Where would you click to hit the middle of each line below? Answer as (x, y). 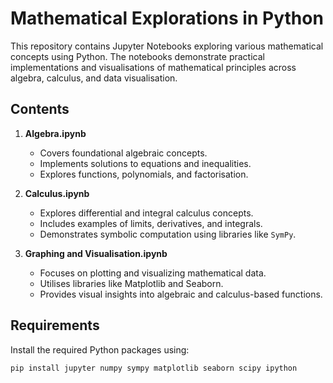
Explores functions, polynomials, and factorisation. (144, 174)
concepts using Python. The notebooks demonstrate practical (137, 56)
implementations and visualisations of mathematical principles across (153, 67)
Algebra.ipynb (55, 133)
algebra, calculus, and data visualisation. (94, 78)
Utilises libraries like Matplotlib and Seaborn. (131, 283)
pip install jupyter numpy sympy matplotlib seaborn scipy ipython (154, 368)
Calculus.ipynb (57, 193)
